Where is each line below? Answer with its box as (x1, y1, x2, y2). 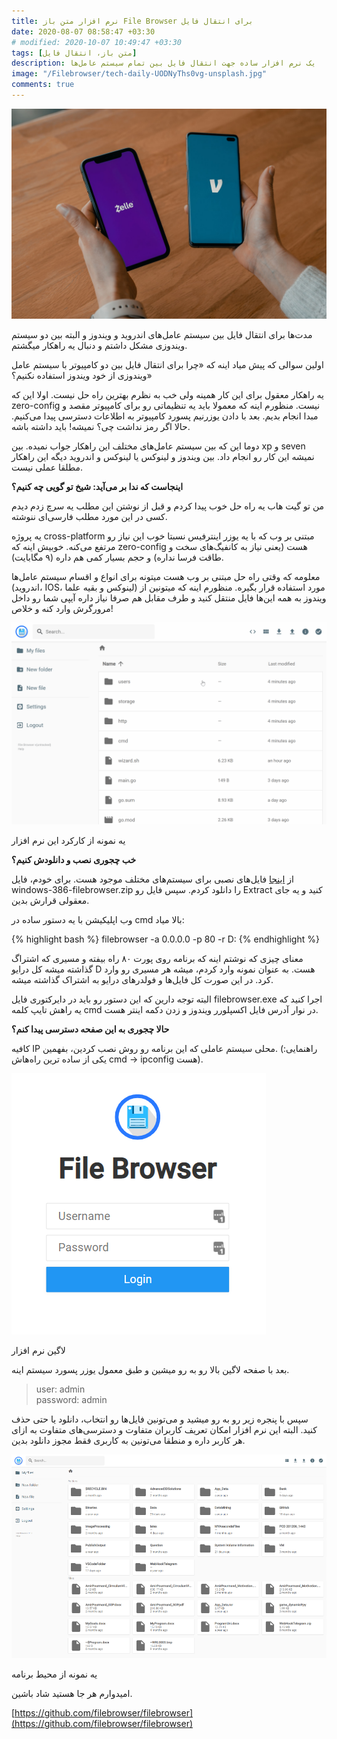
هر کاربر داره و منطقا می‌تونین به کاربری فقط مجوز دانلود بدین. (11, 1435, 246, 1447)
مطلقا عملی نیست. (11, 461, 83, 473)
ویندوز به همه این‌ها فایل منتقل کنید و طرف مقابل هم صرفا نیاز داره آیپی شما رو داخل (11, 591, 327, 604)
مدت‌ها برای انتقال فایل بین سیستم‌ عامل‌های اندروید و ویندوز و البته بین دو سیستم (11, 328, 313, 340)
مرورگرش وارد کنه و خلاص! (11, 602, 114, 614)
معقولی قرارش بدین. (11, 895, 90, 907)
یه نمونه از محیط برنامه (11, 1668, 98, 1680)
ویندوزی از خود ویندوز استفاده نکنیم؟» (11, 369, 153, 381)
